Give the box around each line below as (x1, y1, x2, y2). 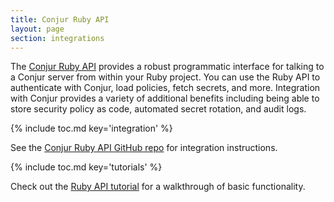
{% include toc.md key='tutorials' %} (10, 161, 163, 173)
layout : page (10, 24, 65, 34)
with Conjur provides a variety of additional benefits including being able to (10, 92, 320, 105)
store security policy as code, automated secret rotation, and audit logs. (10, 103, 307, 115)
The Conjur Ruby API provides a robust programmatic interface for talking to (10, 61, 325, 73)
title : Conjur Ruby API (10, 14, 110, 25)
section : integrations (10, 33, 105, 43)
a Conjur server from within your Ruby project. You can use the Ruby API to (10, 71, 321, 83)
